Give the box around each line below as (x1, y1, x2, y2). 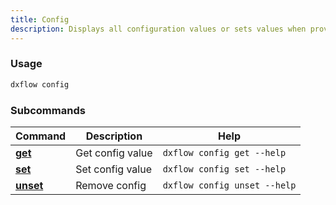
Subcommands (10, 103, 86, 117)
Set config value (75, 162, 152, 176)
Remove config (75, 178, 147, 192)
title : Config (10, 14, 70, 25)
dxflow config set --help (162, 163, 287, 175)
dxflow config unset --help (162, 179, 297, 191)
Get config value (75, 146, 153, 160)
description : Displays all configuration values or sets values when (10, 24, 307, 34)
